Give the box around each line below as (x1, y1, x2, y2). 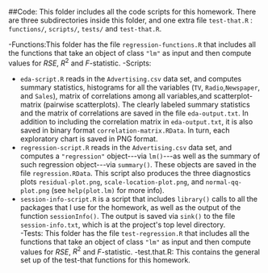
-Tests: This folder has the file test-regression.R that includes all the (19, 228, 250, 237)
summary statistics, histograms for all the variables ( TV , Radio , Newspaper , (19, 82, 261, 92)
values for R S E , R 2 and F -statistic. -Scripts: (8, 57, 152, 68)
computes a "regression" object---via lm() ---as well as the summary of (19, 151, 261, 161)
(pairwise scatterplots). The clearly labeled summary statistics (43, 99, 250, 109)
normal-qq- (205, 178, 242, 187)
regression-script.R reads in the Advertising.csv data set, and (19, 142, 232, 152)
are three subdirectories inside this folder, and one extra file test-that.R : (8, 15, 253, 25)
